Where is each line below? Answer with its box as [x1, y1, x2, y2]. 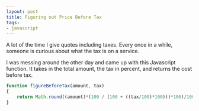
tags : [6, 19, 20, 25]
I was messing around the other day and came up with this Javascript [6, 59, 176, 66]
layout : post [6, 8, 38, 15]
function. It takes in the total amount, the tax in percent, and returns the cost [6, 66, 192, 73]
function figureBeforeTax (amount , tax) [6, 83, 105, 89]
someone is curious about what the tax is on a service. [6, 48, 140, 55]
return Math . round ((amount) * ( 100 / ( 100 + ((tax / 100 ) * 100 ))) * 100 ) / [17, 94, 187, 100]
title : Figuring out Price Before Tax [6, 14, 102, 20]
